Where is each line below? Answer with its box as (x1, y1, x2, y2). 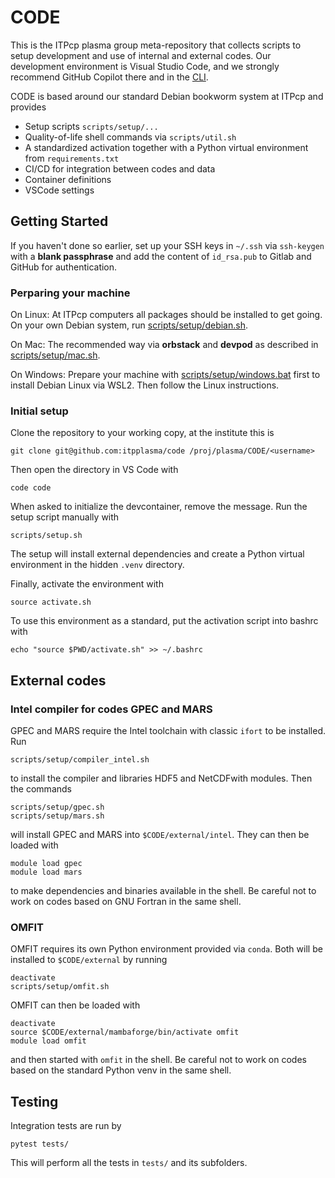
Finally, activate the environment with (10, 578, 164, 590)
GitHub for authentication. (10, 261, 118, 273)
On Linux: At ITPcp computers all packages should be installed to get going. (10, 309, 323, 321)
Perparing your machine (10, 286, 131, 300)
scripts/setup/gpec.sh (10, 802, 105, 813)
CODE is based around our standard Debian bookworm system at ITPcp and (10, 90, 324, 102)
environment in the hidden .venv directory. (10, 559, 185, 571)
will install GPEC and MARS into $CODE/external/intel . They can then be (10, 829, 310, 841)
